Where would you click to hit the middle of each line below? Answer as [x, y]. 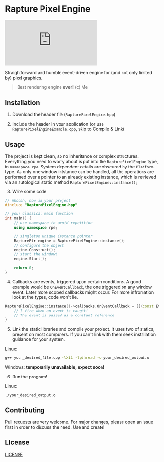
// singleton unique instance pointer [53, 236]
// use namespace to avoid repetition [53, 223]
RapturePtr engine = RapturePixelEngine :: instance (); [70, 241]
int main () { [18, 218]
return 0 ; [24, 268]
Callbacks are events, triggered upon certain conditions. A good [76, 281]
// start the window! [36, 254]
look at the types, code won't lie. [45, 297]
